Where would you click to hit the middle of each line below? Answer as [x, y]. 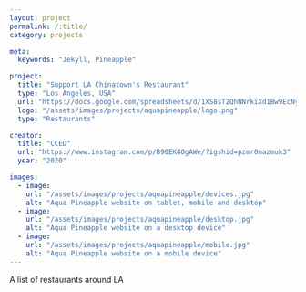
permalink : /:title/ [49, 26]
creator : [26, 135]
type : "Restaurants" [56, 119]
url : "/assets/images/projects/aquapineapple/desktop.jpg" [140, 220]
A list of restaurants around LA [67, 279]
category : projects [46, 35]
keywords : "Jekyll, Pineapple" [77, 60]
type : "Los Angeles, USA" [67, 93]
